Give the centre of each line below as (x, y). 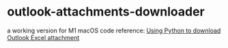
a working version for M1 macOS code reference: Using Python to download (114, 30)
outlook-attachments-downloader (106, 12)
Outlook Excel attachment (43, 37)
